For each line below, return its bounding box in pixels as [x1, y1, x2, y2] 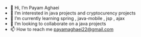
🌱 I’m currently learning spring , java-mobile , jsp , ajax [10, 15, 125, 21]
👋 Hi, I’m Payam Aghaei [10, 5, 60, 10]
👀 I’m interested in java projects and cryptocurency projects [10, 10, 136, 16]
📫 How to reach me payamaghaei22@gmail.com [10, 26, 114, 32]
